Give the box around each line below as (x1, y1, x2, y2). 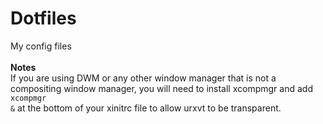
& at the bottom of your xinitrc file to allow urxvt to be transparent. (10, 102, 282, 114)
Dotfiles (10, 7, 77, 30)
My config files (10, 40, 72, 52)
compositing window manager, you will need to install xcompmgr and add (10, 82, 313, 94)
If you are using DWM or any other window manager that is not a (10, 72, 277, 84)
